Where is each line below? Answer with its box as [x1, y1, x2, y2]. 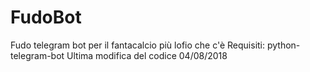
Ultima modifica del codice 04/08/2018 [66, 49, 228, 61]
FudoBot [10, 6, 82, 29]
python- [266, 39, 301, 51]
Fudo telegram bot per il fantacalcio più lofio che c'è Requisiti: [10, 39, 266, 51]
